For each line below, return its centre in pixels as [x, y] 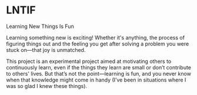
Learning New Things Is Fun [40, 26]
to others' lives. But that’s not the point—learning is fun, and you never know [98, 73]
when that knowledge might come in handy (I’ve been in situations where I [96, 80]
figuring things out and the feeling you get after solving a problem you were [98, 44]
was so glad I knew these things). [46, 86]
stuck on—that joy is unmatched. [46, 50]
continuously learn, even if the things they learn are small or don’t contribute [99, 67]
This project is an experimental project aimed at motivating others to [89, 61]
